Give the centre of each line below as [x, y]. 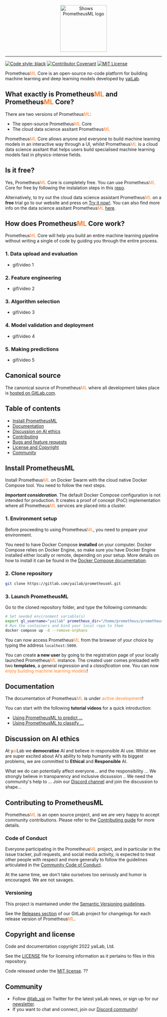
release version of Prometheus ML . [41, 919]
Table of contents [33, 409]
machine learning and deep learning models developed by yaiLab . [73, 79]
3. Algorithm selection [33, 301]
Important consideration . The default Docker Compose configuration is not [83, 495]
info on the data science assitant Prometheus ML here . [60, 208]
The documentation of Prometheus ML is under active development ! [74, 699]
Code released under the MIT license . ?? [47, 971]
